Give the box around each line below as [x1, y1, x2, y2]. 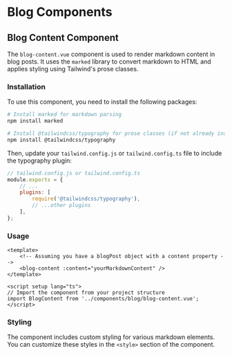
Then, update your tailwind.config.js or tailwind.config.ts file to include [7, 149, 222, 157]
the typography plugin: [7, 156, 72, 165]
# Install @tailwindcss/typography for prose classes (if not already [7, 130, 215, 137]
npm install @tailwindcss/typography [7, 136, 116, 143]
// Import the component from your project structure [7, 289, 166, 296]
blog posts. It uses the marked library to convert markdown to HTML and [7, 57, 212, 66]
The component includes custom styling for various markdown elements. [7, 333, 215, 341]
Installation [7, 82, 46, 91]
